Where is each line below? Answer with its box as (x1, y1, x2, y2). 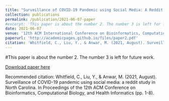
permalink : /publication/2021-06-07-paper (5, 17, 96, 22)
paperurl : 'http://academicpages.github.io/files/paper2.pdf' (5, 36, 138, 41)
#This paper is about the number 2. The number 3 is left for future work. (5, 54, 155, 60)
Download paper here (5, 64, 50, 70)
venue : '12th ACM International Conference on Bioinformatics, (5, 31, 141, 36)
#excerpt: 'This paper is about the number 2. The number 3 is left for (5, 21, 161, 27)
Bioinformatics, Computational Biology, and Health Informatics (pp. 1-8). (5, 89, 154, 96)
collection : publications (5, 12, 59, 17)
